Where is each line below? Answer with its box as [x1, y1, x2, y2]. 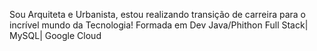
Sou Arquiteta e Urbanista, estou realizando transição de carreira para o [9, 9, 306, 20]
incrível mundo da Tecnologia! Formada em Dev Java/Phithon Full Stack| [9, 19, 309, 31]
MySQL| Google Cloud [9, 30, 102, 41]
